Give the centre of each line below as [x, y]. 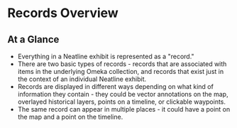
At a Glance [33, 39]
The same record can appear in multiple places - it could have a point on [124, 109]
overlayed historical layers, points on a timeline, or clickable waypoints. [121, 102]
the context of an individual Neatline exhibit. [82, 79]
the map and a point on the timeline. [70, 117]
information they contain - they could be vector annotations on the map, [123, 94]
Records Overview [63, 13]
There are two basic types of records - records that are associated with [122, 64]
